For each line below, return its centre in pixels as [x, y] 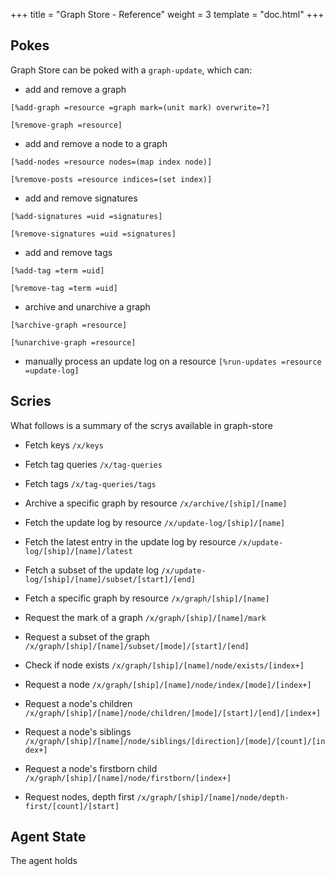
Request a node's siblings [78, 731]
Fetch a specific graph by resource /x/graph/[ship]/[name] [147, 598]
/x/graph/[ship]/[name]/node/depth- [213, 797]
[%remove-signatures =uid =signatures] [93, 234]
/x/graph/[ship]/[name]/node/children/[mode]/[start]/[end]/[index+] [173, 713]
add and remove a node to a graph [96, 143]
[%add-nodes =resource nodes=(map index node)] [111, 162]
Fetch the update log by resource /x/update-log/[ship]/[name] [155, 522]
